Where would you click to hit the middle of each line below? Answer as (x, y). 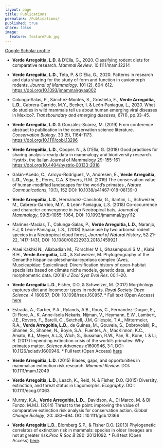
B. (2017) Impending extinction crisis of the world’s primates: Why (78, 340)
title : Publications (26, 14)
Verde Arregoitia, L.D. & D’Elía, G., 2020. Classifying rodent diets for (81, 60)
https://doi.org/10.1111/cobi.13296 (45, 140)
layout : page (18, 9)
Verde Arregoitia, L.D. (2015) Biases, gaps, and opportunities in (76, 360)
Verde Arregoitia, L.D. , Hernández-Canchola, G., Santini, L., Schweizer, (84, 199)
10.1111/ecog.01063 (31, 391)
